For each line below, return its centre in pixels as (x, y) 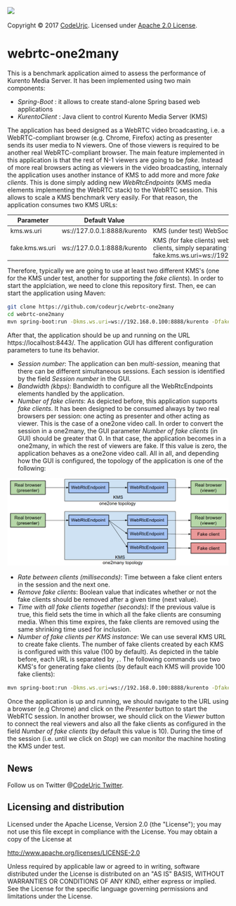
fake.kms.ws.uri (33, 248)
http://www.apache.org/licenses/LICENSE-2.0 (74, 853)
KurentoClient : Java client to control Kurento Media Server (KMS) (112, 117)
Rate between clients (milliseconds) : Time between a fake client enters (120, 577)
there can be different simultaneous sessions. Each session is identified (121, 372)
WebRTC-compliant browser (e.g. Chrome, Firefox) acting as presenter (110, 138)
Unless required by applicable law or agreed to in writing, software (104, 866)
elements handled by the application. (71, 394)
